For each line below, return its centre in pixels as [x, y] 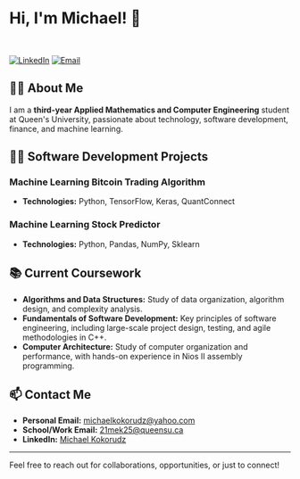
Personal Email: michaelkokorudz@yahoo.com [108, 421]
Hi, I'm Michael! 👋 [75, 18]
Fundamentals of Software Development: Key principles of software [149, 318]
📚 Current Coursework [75, 273]
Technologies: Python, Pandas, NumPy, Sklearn [111, 244]
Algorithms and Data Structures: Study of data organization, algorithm [153, 299]
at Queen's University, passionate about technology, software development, [149, 119]
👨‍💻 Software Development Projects [108, 157]
